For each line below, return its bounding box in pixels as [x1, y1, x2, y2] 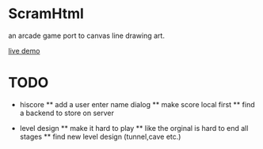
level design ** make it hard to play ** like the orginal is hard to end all [19, 123, 249, 132]
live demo [8, 46, 40, 55]
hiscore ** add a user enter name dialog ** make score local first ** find [19, 99, 255, 109]
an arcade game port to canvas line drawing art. [8, 31, 165, 40]
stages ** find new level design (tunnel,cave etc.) [19, 132, 181, 141]
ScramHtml [8, 5, 85, 23]
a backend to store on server [19, 108, 115, 117]
